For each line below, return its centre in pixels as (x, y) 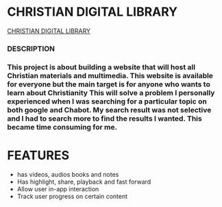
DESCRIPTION (31, 49)
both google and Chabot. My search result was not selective (109, 110)
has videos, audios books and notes (68, 174)
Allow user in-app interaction (58, 188)
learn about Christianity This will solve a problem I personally (111, 93)
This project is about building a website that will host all (101, 67)
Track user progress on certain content (72, 196)
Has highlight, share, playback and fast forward (84, 182)
